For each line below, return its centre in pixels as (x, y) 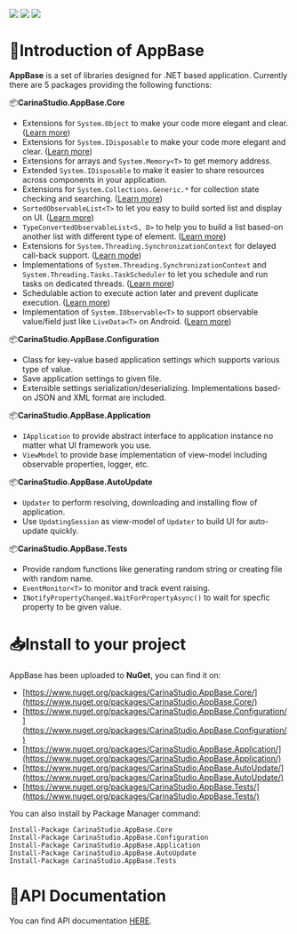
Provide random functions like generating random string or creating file (152, 569)
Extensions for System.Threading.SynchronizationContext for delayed (149, 245)
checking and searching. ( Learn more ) (92, 198)
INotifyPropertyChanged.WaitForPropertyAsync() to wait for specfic (146, 597)
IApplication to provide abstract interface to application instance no (148, 435)
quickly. (64, 531)
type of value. (48, 369)
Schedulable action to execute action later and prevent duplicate (140, 292)
